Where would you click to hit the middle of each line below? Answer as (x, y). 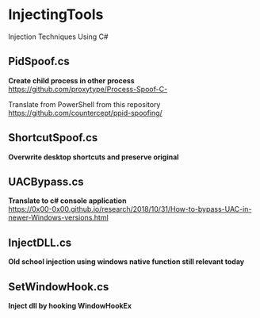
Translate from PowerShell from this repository (84, 104)
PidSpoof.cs (39, 61)
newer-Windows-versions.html (58, 218)
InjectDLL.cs (40, 242)
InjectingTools (56, 15)
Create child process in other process (71, 80)
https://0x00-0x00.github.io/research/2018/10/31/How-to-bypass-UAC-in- (130, 209)
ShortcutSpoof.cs (53, 138)
